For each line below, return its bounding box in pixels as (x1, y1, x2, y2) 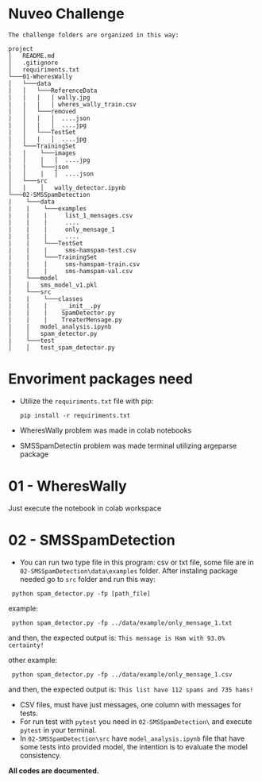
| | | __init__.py (8, 302, 102, 310)
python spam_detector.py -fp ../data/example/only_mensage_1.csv (11, 670, 233, 679)
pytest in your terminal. (19, 725, 97, 734)
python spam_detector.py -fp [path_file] (11, 589, 151, 598)
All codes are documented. (8, 765, 99, 775)
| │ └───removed (8, 107, 77, 115)
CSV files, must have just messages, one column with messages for (19, 699, 242, 709)
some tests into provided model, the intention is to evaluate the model (19, 742, 249, 751)
